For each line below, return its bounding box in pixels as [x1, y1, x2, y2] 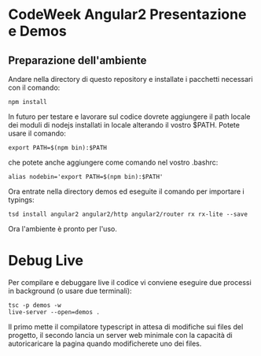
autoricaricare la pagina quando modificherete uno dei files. [8, 339, 202, 348]
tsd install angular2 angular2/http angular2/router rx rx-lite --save [8, 210, 248, 218]
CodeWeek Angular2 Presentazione [8, 6, 247, 24]
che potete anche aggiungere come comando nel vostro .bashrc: [8, 158, 219, 167]
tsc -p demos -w [8, 301, 61, 309]
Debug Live [8, 252, 84, 269]
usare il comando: [8, 128, 67, 138]
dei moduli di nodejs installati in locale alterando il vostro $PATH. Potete [8, 121, 240, 129]
